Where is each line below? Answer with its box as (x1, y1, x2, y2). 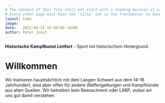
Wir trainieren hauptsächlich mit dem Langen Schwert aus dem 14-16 (5, 77, 145, 82)
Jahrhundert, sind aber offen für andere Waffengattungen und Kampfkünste (5, 82, 159, 88)
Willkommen (5, 61, 57, 72)
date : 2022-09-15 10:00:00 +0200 (5, 26, 78, 30)
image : (5, 21, 19, 26)
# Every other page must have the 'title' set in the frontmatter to (5, 12, 151, 17)
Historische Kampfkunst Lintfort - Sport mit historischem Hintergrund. (5, 44, 149, 49)
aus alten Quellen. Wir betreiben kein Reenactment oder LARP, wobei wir (5, 87, 152, 93)
